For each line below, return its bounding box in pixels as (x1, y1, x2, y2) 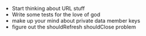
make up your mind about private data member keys (11, 17, 141, 24)
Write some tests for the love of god (11, 11, 100, 18)
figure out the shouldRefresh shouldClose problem (11, 23, 136, 30)
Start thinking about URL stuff (11, 5, 85, 12)
